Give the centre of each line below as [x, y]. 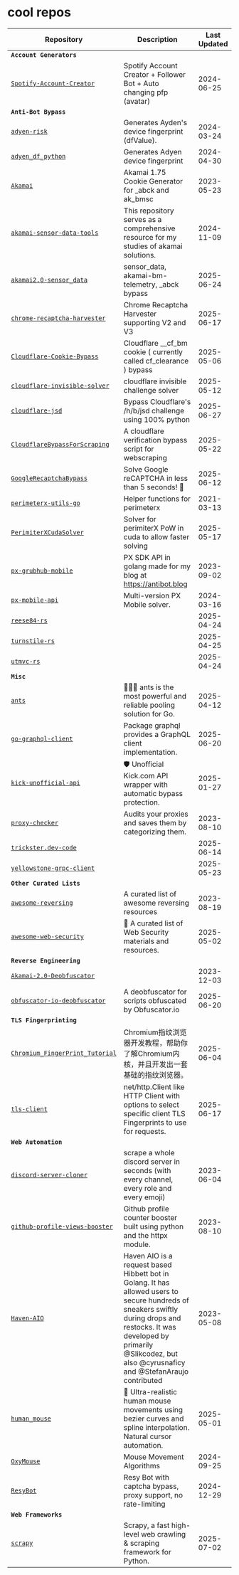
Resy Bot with [146, 1477]
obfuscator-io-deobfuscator [58, 1001]
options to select [151, 1105]
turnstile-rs [33, 641]
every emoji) [144, 1197]
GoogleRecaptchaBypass [49, 478]
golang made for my [157, 566]
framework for [148, 1552]
